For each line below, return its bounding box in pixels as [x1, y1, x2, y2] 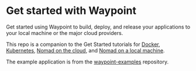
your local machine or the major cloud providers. [6, 29, 123, 36]
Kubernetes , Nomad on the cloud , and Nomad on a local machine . [6, 47, 165, 54]
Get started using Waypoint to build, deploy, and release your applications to [6, 23, 191, 30]
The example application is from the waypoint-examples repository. [6, 58, 169, 65]
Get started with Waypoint [6, 4, 136, 17]
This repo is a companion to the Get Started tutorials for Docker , [6, 41, 161, 48]
